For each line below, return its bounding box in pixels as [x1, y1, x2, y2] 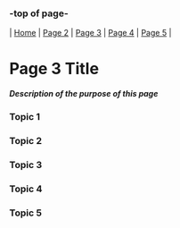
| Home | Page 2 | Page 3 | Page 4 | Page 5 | [9, 28, 172, 38]
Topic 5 [9, 207, 43, 219]
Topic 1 [9, 111, 40, 123]
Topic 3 [9, 159, 43, 171]
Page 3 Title [9, 59, 100, 79]
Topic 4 [9, 182, 43, 195]
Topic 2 [9, 135, 43, 148]
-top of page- [9, 7, 69, 20]
